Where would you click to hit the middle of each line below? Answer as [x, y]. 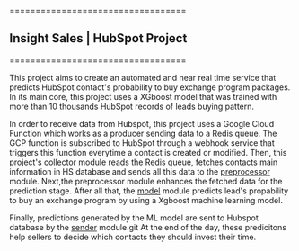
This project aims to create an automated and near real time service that [143, 77]
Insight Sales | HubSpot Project [98, 38]
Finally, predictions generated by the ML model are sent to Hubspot [134, 218]
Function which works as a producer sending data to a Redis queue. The [143, 133]
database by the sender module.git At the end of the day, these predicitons [148, 227]
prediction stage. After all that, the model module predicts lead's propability [149, 191]
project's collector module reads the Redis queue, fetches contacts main [144, 162]
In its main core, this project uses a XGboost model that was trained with [143, 96]
